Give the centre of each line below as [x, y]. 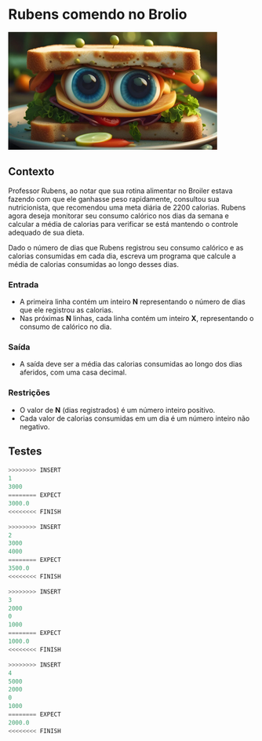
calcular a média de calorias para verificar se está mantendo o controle [123, 224]
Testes [25, 452]
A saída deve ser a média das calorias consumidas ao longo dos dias [131, 364]
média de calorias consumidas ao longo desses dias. [93, 264]
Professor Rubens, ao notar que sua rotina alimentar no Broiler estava [120, 191]
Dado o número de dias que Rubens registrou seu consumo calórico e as [126, 247]
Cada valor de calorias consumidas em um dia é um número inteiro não [135, 418]
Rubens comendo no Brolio [98, 15]
